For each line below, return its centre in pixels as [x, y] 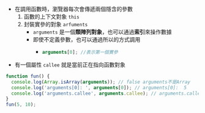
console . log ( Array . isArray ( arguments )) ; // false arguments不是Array [101, 82]
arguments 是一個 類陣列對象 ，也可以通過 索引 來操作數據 [102, 32]
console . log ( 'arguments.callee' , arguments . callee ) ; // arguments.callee [107, 93]
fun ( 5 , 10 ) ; [21, 105]
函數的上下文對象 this [52, 16]
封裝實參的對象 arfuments [56, 24]
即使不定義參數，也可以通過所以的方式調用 [87, 39]
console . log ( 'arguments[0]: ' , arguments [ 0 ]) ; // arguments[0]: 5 [99, 87]
